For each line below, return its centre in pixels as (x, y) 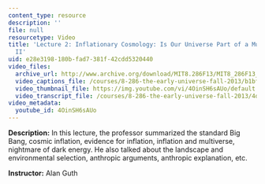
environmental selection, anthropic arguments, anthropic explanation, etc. (128, 158)
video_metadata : (35, 103)
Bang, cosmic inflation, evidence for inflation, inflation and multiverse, (121, 141)
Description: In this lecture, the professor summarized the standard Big (124, 133)
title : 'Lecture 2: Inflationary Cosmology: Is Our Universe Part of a (128, 45)
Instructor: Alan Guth (43, 173)
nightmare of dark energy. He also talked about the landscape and (116, 149)
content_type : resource (47, 15)
